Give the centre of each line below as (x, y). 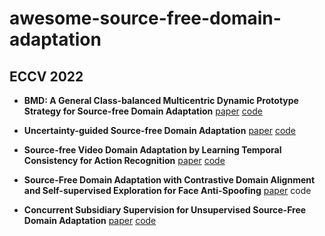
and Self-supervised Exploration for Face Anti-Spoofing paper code (167, 190)
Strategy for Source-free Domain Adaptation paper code (143, 111)
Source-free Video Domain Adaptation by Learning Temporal (152, 150)
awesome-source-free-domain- (145, 18)
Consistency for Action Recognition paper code (124, 160)
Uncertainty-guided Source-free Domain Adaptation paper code (160, 130)
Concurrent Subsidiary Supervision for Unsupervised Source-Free (165, 210)
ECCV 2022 (46, 76)
